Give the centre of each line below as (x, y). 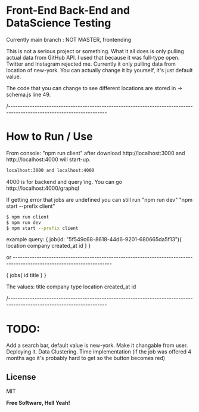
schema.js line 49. (29, 94)
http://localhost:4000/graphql (43, 188)
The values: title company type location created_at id (71, 287)
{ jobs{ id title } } (26, 275)
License (21, 377)
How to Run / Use (50, 136)
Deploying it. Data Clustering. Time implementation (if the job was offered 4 (99, 352)
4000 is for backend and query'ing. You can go (64, 182)
